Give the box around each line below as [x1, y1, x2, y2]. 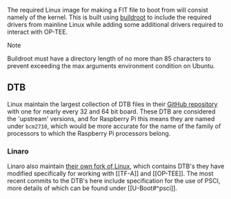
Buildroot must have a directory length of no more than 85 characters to [7, 54, 212, 63]
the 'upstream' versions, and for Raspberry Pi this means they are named [7, 114, 215, 123]
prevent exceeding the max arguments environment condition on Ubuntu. [7, 62, 215, 70]
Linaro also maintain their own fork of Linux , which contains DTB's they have [7, 162, 225, 171]
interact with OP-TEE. [7, 28, 68, 36]
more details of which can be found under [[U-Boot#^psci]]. [7, 184, 178, 192]
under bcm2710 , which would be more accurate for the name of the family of [7, 122, 221, 130]
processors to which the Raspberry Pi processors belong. [7, 129, 171, 137]
